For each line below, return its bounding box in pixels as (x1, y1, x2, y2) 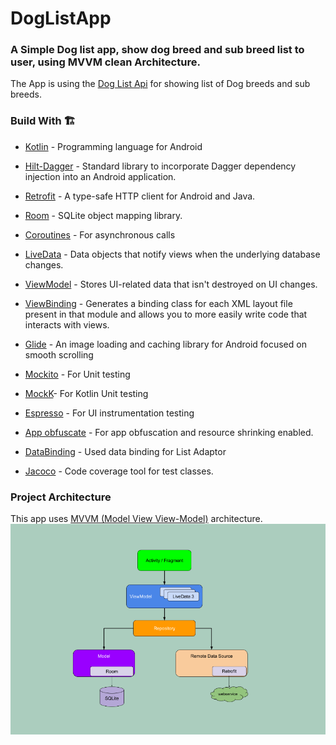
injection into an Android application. (24, 170, 177, 182)
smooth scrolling (24, 348, 94, 361)
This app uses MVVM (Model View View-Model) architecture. (10, 513, 263, 525)
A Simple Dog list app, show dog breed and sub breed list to (10, 43, 305, 57)
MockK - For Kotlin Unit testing (24, 387, 149, 399)
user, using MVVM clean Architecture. (10, 55, 201, 69)
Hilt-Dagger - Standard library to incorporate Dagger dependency (24, 160, 297, 172)
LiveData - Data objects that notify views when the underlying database (24, 248, 321, 260)
